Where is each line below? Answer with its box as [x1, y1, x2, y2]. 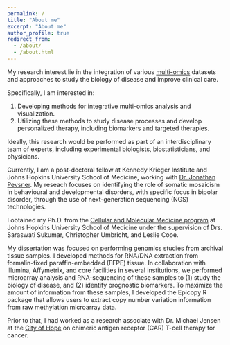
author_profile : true [7, 29, 70, 37]
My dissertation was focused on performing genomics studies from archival [7, 244, 224, 252]
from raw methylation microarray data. [7, 303, 117, 311]
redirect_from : [7, 36, 51, 43]
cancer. [7, 330, 29, 339]
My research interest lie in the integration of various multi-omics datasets [7, 67, 217, 76]
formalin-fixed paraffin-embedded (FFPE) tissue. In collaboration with [7, 258, 206, 267]
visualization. [17, 109, 55, 118]
